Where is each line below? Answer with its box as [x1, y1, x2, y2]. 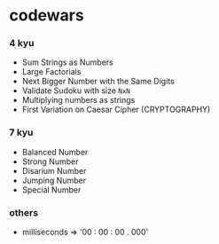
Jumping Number [21, 175, 87, 185]
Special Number [21, 184, 82, 195]
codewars [9, 5, 84, 26]
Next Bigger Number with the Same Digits [21, 76, 175, 87]
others [9, 206, 38, 218]
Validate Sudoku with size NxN [21, 85, 131, 96]
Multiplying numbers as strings [21, 95, 136, 106]
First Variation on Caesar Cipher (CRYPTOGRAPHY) [21, 104, 211, 115]
